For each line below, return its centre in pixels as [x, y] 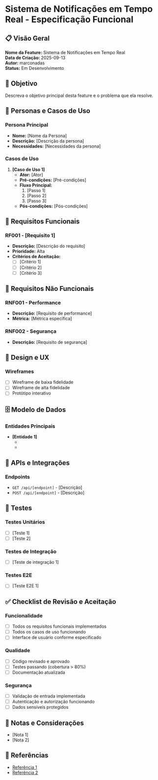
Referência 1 [25, 767]
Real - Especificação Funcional [69, 19]
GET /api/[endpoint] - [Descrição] [47, 487]
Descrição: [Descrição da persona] [48, 141]
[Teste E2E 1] [26, 586]
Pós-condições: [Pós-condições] [54, 206]
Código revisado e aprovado [41, 661]
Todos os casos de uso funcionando [49, 632]
